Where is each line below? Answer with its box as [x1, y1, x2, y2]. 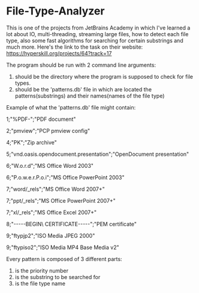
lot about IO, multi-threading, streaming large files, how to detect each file [6, 30, 189, 37]
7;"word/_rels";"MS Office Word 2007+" [6, 185, 105, 193]
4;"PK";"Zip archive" [6, 138, 57, 146]
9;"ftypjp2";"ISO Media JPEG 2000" [6, 232, 95, 239]
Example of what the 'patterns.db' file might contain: [6, 103, 136, 111]
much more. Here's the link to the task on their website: [6, 43, 143, 51]
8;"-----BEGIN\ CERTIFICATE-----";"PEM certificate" [6, 220, 137, 227]
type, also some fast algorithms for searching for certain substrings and [6, 37, 184, 44]
